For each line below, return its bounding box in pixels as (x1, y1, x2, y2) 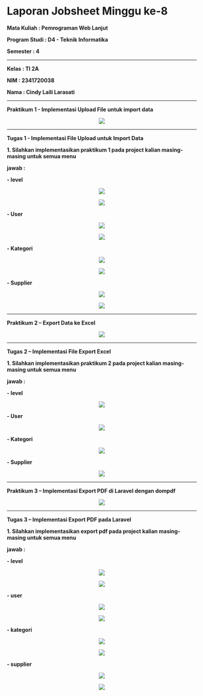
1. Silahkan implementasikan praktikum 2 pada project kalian (7, 359, 162, 367)
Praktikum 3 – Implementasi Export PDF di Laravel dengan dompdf (7, 487, 176, 494)
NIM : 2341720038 (7, 77, 55, 84)
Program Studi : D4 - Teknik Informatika (7, 36, 108, 43)
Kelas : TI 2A (7, 65, 39, 72)
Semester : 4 (7, 47, 40, 55)
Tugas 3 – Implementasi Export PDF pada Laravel (7, 515, 131, 523)
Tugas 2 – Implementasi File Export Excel (7, 347, 111, 355)
